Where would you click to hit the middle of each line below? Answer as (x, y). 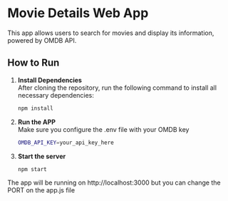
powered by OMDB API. (42, 40)
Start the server (42, 156)
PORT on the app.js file (41, 190)
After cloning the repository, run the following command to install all (117, 88)
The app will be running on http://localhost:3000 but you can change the (114, 182)
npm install (35, 108)
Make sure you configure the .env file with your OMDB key (103, 129)
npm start (32, 169)
